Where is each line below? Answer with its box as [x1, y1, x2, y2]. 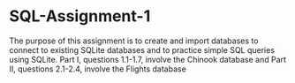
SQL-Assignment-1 [9, 6, 151, 26]
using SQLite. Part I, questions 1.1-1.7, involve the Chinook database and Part [9, 54, 287, 64]
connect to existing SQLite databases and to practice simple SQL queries [9, 44, 276, 55]
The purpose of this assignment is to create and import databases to [9, 35, 259, 46]
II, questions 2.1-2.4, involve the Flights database [9, 64, 187, 74]
